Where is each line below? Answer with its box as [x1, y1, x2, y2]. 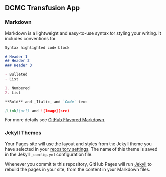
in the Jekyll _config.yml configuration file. [5, 151, 93, 157]
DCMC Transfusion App [5, 4, 80, 12]
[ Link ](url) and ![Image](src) [5, 108, 70, 113]
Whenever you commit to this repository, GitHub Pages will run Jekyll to [5, 161, 152, 167]
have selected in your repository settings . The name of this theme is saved [5, 146, 158, 152]
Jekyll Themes [5, 129, 42, 136]
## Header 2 [5, 59, 30, 63]
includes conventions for [5, 35, 56, 41]
